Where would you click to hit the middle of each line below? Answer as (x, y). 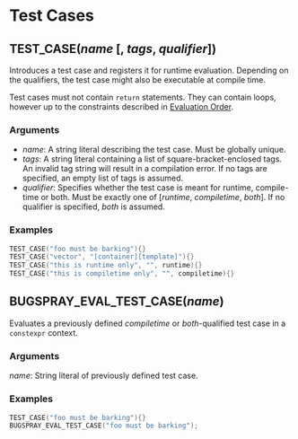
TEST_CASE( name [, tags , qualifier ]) (113, 49)
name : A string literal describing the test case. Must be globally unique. (154, 150)
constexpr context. (44, 332)
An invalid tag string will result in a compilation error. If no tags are (145, 169)
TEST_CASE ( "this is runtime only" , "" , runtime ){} (106, 266)
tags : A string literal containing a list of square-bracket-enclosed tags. (152, 159)
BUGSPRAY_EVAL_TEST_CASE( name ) (117, 302)
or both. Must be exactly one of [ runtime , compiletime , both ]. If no (163, 198)
